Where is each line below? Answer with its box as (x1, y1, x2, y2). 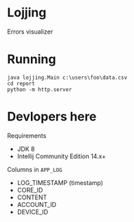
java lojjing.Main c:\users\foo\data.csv (7, 74, 128, 81)
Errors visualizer (7, 27, 54, 36)
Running (7, 51, 56, 67)
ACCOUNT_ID (16, 200, 57, 208)
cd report (7, 80, 36, 87)
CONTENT (16, 193, 47, 201)
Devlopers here (7, 109, 97, 125)
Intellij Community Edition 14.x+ (16, 152, 107, 160)
